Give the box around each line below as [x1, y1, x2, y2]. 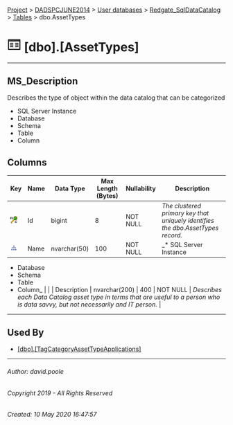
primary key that [162, 208, 209, 217]
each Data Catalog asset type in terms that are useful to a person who [17, 293, 221, 301]
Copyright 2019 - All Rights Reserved [7, 388, 113, 397]
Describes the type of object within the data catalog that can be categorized [7, 93, 225, 102]
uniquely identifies [162, 216, 215, 224]
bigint [51, 216, 67, 224]
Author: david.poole [7, 368, 64, 376]
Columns [7, 156, 47, 168]
